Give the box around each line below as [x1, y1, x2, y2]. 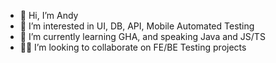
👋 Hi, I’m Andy [19, 10, 79, 21]
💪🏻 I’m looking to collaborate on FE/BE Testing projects [19, 41, 247, 53]
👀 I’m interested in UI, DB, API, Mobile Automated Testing [19, 20, 255, 32]
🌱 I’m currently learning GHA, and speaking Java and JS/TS [19, 31, 266, 42]
